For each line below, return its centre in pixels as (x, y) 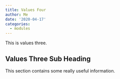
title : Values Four (26, 10)
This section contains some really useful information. (60, 70)
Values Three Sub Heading (48, 59)
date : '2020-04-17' (26, 19)
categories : (18, 24)
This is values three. (26, 43)
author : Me (17, 15)
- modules (20, 29)
